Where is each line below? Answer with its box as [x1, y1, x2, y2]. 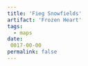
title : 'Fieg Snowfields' [7, 10, 82, 17]
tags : [7, 23, 23, 30]
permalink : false [7, 49, 58, 56]
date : [7, 36, 23, 43]
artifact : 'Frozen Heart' [7, 16, 82, 23]
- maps [13, 29, 33, 36]
